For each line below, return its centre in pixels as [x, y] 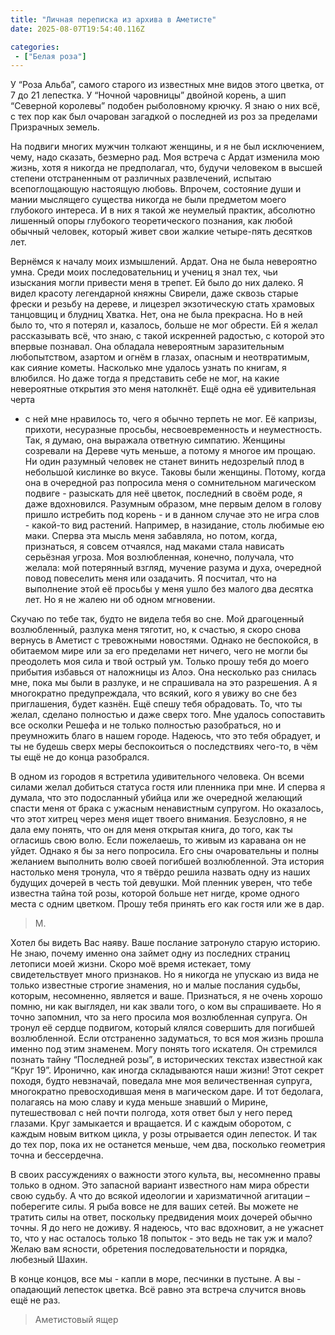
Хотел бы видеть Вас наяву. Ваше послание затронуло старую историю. [165, 943]
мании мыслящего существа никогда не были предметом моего [148, 200]
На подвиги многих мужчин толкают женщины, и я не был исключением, [167, 147]
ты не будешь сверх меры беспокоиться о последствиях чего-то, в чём [164, 747]
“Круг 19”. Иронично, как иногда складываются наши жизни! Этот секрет [167, 1070]
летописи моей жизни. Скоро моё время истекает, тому [131, 964]
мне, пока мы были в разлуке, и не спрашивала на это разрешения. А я [164, 683]
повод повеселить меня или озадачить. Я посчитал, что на [150, 578]
